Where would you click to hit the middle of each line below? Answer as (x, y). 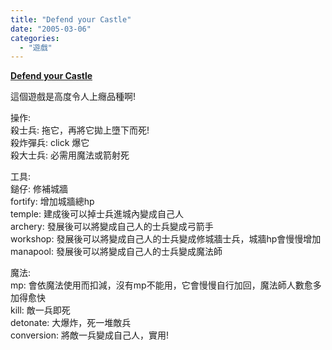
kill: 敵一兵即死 (40, 310)
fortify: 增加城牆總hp (52, 202)
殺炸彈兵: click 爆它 (50, 143)
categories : (35, 38)
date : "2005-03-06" (51, 29)
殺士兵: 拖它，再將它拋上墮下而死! (80, 130)
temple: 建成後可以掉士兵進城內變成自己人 (97, 214)
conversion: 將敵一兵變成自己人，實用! (89, 335)
